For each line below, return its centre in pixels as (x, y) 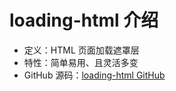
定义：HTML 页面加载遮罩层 (81, 50)
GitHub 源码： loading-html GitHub (94, 75)
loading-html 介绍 (84, 20)
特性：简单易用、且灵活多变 (81, 62)
